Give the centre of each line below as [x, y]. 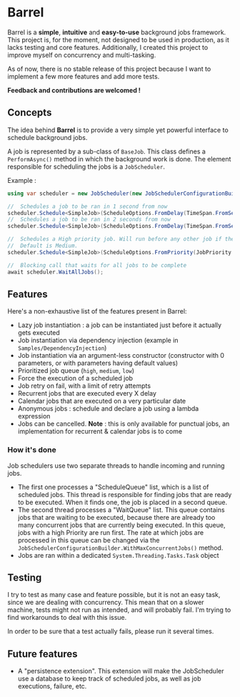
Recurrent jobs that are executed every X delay [87, 393]
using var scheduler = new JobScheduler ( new [75, 194]
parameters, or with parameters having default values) [98, 363]
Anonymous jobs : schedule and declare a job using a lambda [108, 408]
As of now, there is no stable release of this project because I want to [109, 69]
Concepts [30, 112]
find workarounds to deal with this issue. [67, 618]
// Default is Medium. [43, 246]
